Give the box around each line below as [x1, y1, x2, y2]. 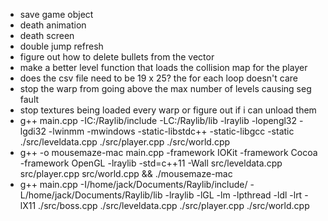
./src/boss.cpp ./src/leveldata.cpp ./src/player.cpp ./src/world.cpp [38, 200, 310, 211]
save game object [19, 9, 94, 20]
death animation [19, 19, 87, 31]
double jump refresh [19, 40, 104, 52]
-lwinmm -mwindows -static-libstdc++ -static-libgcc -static [48, 125, 295, 137]
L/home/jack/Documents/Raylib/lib [19, 189, 163, 201]
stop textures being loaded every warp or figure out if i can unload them [19, 104, 317, 116]
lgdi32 [19, 125, 47, 137]
